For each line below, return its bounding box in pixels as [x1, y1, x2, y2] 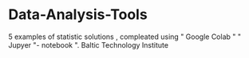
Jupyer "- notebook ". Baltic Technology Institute [8, 40, 169, 49]
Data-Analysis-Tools [8, 6, 148, 24]
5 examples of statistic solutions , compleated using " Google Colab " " [8, 32, 242, 41]
